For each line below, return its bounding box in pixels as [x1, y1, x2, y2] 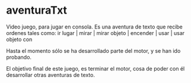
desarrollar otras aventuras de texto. [6, 71, 95, 78]
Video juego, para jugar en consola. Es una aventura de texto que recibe [6, 23, 183, 30]
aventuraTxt [6, 4, 67, 17]
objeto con [6, 36, 33, 43]
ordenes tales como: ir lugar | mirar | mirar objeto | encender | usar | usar [6, 29, 185, 36]
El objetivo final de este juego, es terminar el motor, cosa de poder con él [6, 65, 185, 72]
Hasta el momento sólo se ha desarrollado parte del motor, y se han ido [6, 47, 181, 54]
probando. [6, 53, 31, 60]
